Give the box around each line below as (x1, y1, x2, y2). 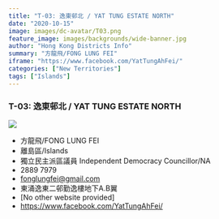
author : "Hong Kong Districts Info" (8, 42, 132, 50)
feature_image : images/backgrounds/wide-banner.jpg (8, 34, 187, 43)
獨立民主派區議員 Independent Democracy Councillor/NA (19, 156, 211, 165)
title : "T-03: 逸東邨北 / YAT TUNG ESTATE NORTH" (8, 11, 174, 20)
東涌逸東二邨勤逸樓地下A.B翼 (19, 183, 118, 193)
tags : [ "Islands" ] (8, 72, 71, 80)
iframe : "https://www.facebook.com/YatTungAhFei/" (8, 58, 183, 66)
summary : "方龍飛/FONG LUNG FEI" (8, 49, 118, 58)
